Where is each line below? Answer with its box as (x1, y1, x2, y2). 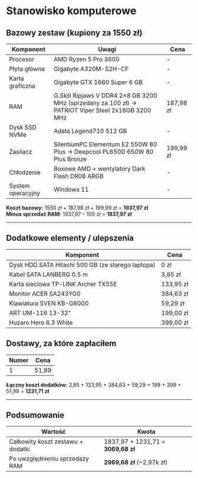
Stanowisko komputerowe (6, 4, 137, 18)
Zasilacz (9, 148, 32, 156)
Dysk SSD (9, 123, 37, 131)
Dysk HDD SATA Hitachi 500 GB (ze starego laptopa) (9, 260, 156, 269)
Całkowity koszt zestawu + (9, 438, 84, 446)
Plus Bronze (54, 155, 87, 163)
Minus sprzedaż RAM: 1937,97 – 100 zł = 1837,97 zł (6, 211, 132, 217)
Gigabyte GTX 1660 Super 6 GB (54, 78, 143, 86)
